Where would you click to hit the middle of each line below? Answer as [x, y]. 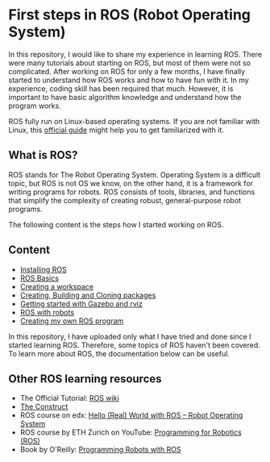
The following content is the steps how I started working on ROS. [116, 224]
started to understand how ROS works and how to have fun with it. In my [129, 80]
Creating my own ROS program [72, 321]
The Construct [44, 407]
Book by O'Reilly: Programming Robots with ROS [100, 450]
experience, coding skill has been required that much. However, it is [121, 88]
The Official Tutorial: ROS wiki [69, 398]
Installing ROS [43, 269]
